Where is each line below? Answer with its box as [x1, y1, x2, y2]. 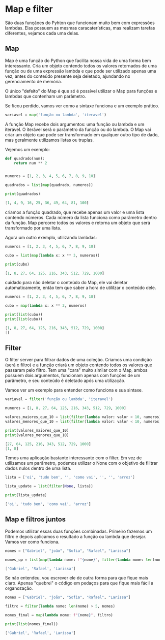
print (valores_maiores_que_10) [5, 428, 69, 433]
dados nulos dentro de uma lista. [5, 465, 72, 471]
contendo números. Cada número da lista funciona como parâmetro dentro [5, 214, 157, 220]
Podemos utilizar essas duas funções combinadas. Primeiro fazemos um [5, 528, 152, 534]
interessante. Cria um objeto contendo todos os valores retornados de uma [5, 63, 157, 68]
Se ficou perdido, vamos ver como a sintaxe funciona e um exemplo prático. [5, 102, 160, 109]
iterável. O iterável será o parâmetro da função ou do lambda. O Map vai [5, 127, 151, 132]
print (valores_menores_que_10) [5, 432, 69, 438]
